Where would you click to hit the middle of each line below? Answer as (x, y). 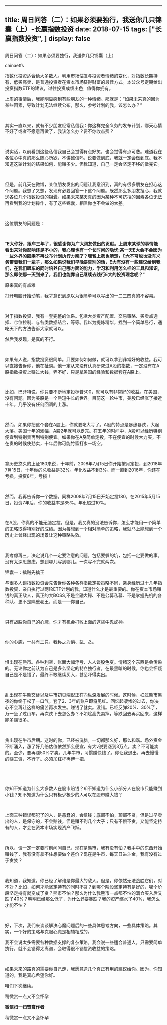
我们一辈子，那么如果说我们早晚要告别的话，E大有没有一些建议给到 (87, 262)
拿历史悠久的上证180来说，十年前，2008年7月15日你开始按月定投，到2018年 (83, 463)
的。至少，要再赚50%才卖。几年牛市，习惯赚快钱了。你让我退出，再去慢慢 (82, 752)
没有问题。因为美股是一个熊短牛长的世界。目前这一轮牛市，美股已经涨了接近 (83, 398)
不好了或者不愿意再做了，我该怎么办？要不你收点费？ (60, 131)
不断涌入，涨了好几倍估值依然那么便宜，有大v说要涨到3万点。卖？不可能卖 (82, 746)
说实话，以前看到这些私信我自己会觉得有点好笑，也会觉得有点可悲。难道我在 (83, 151)
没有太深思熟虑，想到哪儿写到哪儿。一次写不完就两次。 (62, 561)
